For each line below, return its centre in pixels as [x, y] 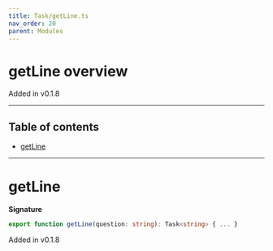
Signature [26, 210]
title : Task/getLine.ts [49, 16]
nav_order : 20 [32, 24]
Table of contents [54, 127]
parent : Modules [36, 31]
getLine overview [68, 71]
